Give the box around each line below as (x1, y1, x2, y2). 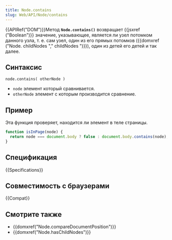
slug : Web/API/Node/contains (5, 12, 68, 17)
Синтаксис (5, 63, 42, 72)
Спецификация (5, 153, 58, 162)
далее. (5, 48, 20, 54)
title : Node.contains (5, 7, 52, 13)
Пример (5, 106, 33, 114)
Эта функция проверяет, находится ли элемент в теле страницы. (5, 119, 148, 126)
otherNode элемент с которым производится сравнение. (12, 91, 137, 97)
